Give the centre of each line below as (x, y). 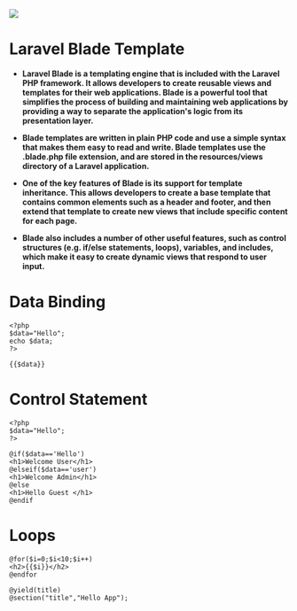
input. (33, 266)
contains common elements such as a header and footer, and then (146, 202)
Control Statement (78, 400)
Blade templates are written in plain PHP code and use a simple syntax (154, 137)
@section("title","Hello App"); (69, 598)
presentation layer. (58, 120)
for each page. (50, 220)
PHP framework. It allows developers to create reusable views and (147, 82)
